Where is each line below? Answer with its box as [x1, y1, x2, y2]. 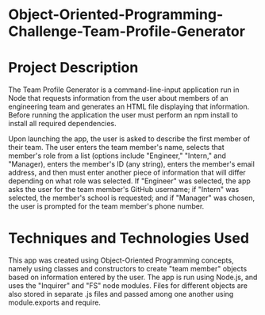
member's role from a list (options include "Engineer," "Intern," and [8, 151, 226, 160]
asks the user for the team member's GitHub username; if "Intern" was [8, 185, 240, 194]
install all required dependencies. [8, 119, 117, 129]
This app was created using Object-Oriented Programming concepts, [8, 255, 234, 265]
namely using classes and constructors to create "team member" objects [8, 264, 248, 274]
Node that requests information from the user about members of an [8, 94, 229, 103]
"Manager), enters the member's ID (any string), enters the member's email [8, 159, 255, 169]
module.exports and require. [8, 298, 102, 307]
